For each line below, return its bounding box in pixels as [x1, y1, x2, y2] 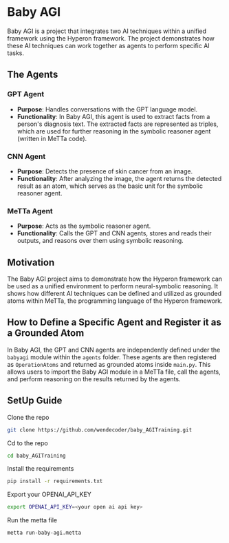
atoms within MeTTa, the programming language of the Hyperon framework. [7, 297, 223, 305]
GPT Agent [7, 89, 45, 99]
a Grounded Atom [7, 328, 85, 339]
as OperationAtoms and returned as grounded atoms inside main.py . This [7, 360, 211, 368]
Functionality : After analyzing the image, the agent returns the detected [17, 174, 222, 182]
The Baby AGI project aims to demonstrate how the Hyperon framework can [7, 275, 222, 283]
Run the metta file [7, 516, 58, 524]
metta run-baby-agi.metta [7, 529, 81, 537]
